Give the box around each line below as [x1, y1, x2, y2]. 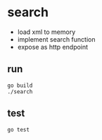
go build [7, 82, 33, 89]
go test [7, 126, 30, 133]
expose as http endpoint [17, 42, 89, 51]
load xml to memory [17, 28, 76, 36]
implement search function [17, 35, 96, 43]
